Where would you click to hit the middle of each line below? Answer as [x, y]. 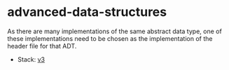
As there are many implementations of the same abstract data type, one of [114, 31]
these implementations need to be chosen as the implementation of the [110, 38]
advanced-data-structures [87, 12]
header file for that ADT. [42, 46]
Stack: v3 [31, 59]
